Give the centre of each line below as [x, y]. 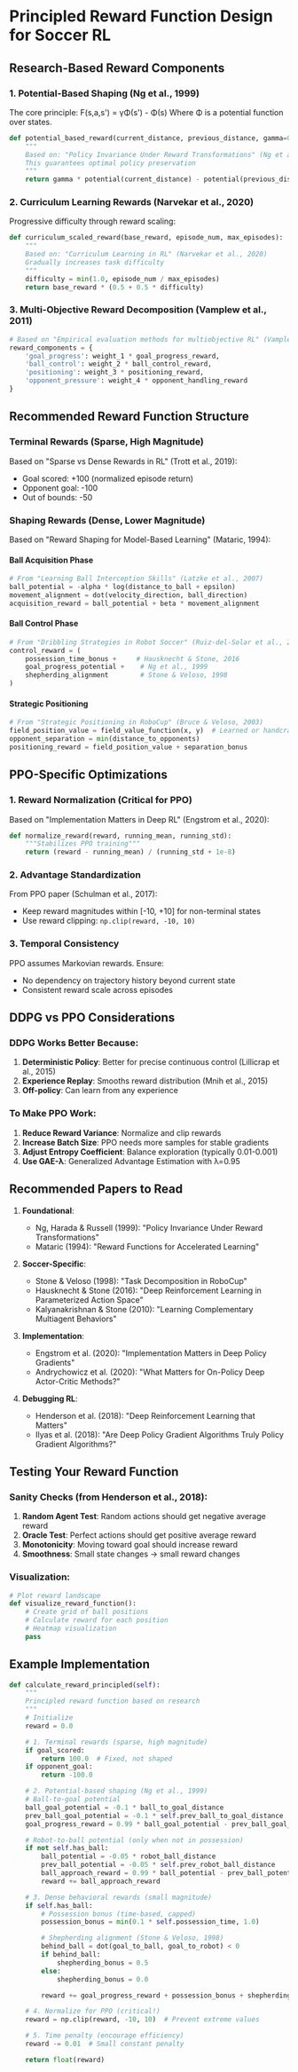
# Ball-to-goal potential [73, 1800]
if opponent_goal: [59, 1767]
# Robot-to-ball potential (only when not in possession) [134, 1840]
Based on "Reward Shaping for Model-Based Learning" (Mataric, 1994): [140, 540]
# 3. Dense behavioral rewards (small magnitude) [119, 1897]
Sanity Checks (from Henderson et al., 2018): [109, 1497]
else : [51, 1971]
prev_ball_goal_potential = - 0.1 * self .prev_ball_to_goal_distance [154, 1816]
